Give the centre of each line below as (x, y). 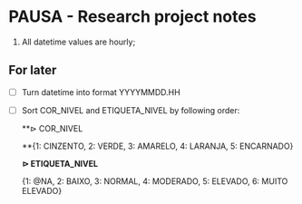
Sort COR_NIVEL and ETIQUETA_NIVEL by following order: (131, 110)
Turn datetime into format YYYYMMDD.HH (101, 92)
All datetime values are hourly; (78, 42)
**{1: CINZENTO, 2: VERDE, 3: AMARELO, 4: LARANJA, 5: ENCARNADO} (157, 146)
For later (33, 70)
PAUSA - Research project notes (132, 17)
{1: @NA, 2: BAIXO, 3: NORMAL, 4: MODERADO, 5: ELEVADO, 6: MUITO (155, 181)
